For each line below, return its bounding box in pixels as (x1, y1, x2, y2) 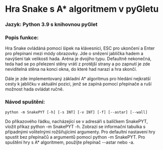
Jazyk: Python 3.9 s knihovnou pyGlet (5, 21, 98, 28)
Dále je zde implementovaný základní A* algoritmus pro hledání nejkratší (5, 76, 151, 82)
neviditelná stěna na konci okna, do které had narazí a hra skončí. (5, 66, 137, 72)
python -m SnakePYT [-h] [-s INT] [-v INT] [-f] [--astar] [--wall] (5, 110, 148, 115)
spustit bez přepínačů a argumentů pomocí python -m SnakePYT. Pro (5, 134, 145, 140)
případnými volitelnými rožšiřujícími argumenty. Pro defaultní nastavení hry (5, 129, 156, 135)
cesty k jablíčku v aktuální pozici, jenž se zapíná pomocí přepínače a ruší (5, 81, 152, 87)
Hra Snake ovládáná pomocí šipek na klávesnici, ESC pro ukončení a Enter (5, 45, 155, 51)
